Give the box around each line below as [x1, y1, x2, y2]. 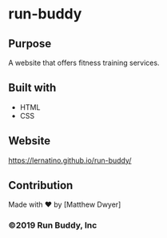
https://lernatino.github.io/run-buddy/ [8, 155, 132, 165]
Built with [8, 81, 57, 95]
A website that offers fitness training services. [8, 58, 160, 67]
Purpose [8, 37, 52, 50]
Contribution [8, 179, 74, 192]
